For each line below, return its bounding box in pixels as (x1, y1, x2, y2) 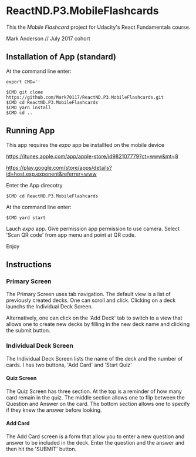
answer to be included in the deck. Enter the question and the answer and (6, 439, 185, 446)
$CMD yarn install (6, 105, 51, 110)
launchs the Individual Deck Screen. (6, 303, 93, 310)
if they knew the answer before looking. (6, 406, 102, 414)
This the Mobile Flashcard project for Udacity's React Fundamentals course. (6, 23, 191, 31)
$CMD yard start (6, 214, 46, 221)
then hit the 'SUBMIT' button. (6, 445, 77, 452)
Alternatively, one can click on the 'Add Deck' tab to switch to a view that (6, 314, 183, 321)
